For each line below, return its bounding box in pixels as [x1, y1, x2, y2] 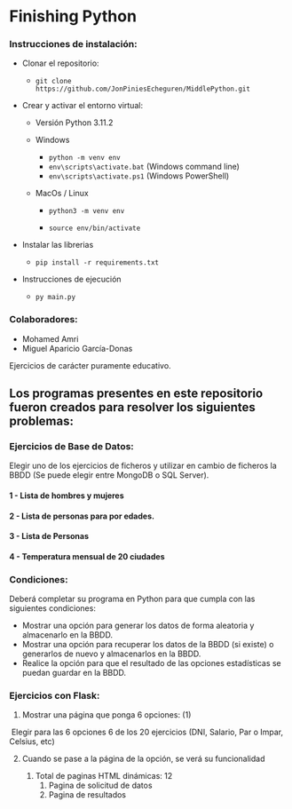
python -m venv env [48, 154, 122, 163]
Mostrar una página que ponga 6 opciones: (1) [21, 710, 192, 720]
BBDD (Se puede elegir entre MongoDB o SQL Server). [9, 470, 209, 480]
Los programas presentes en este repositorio [9, 386, 264, 401]
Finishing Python [9, 6, 138, 27]
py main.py [35, 293, 76, 302]
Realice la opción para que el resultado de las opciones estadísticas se [21, 658, 281, 669]
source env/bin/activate [48, 224, 141, 233]
